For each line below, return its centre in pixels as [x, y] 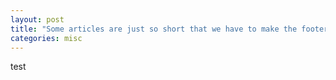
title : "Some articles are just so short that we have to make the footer [169, 29]
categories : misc [46, 38]
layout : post [37, 19]
